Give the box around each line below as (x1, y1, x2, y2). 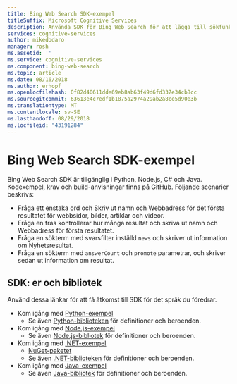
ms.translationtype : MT (7, 102, 78, 109)
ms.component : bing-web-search (7, 63, 99, 70)
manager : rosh (7, 43, 49, 50)
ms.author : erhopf (7, 82, 61, 89)
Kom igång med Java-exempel (17, 361, 107, 370)
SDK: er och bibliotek (7, 276, 102, 289)
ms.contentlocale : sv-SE (7, 109, 80, 116)
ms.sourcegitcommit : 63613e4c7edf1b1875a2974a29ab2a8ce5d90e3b (7, 96, 197, 103)
